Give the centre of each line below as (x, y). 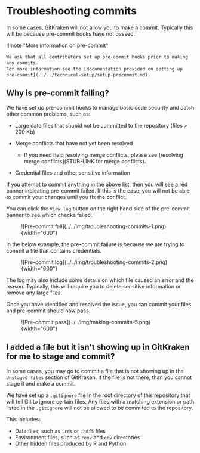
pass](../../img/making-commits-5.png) (103, 322)
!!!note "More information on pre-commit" (57, 45)
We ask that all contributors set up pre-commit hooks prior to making (97, 57)
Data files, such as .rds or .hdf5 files (60, 431)
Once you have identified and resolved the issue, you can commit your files (99, 304)
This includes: (23, 419)
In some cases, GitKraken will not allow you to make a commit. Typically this (100, 27)
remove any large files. (34, 293)
